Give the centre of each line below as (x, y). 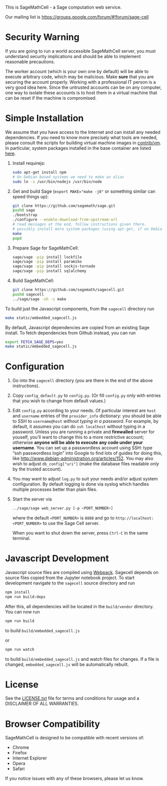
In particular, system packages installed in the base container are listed (78, 148)
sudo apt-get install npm (39, 172)
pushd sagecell (28, 294)
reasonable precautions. (30, 62)
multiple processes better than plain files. (55, 489)
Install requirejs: (29, 163)
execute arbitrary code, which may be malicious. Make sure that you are (80, 77)
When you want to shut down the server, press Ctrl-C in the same (80, 533)
